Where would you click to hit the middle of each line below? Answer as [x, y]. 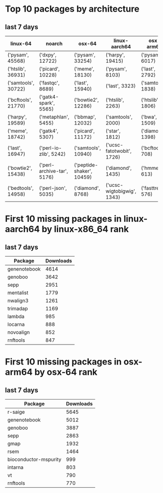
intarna [16, 467]
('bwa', [149, 117]
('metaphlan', [54, 117]
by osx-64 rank [66, 372]
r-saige [16, 412]
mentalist [18, 293]
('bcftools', [20, 100]
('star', [113, 131]
